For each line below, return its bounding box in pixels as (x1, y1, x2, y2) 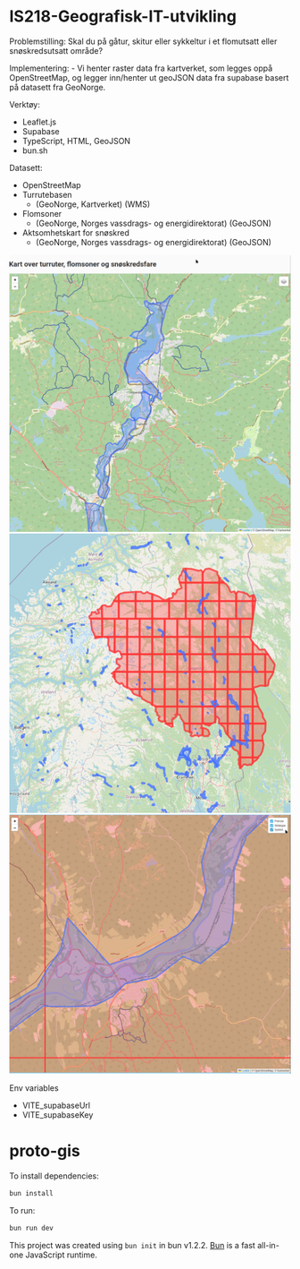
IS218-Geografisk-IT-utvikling (9, 6, 237, 27)
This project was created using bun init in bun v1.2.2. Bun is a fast (9, 1239, 256, 1250)
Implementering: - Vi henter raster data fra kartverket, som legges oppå (9, 63, 273, 73)
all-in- (257, 1239, 279, 1250)
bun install (9, 1189, 54, 1198)
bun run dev (9, 1223, 54, 1232)
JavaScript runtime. (25, 1249, 98, 1260)
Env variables (9, 1083, 60, 1093)
